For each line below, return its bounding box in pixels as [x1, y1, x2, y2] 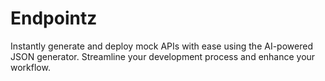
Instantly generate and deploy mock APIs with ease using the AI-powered [10, 40, 313, 52]
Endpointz [10, 7, 98, 30]
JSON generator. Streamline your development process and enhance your [10, 50, 316, 62]
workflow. [10, 61, 51, 73]
